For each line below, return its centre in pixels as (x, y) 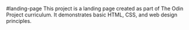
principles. (19, 21)
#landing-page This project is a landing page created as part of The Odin (95, 9)
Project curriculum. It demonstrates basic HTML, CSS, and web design (92, 15)
